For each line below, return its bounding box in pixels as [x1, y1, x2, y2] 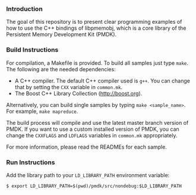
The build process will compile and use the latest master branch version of [6, 119, 189, 126]
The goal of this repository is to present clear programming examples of [6, 18, 182, 26]
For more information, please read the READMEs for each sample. [6, 143, 167, 150]
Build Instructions [6, 46, 59, 54]
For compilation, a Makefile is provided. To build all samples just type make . [6, 59, 189, 67]
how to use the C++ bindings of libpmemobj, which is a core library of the [6, 24, 186, 32]
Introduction [6, 5, 43, 13]
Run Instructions [6, 158, 55, 166]
